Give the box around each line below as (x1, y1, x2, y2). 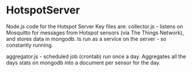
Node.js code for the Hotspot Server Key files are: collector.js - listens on (6, 23, 184, 30)
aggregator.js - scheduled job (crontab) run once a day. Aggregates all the (6, 53, 187, 60)
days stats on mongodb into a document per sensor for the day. (6, 59, 161, 66)
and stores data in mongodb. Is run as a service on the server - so (6, 35, 167, 42)
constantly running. (6, 42, 54, 49)
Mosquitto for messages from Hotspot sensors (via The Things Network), (6, 29, 184, 36)
